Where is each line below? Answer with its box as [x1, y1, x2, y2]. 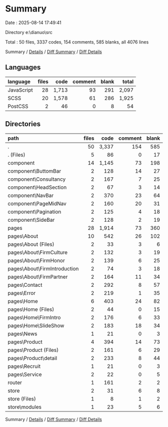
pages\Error [7, 289, 36, 296]
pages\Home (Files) [7, 306, 54, 313]
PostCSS [7, 103, 28, 110]
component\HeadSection [7, 184, 67, 191]
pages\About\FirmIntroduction [7, 265, 79, 272]
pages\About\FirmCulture [7, 249, 68, 256]
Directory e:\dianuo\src [5, 29, 52, 35]
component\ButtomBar [7, 167, 61, 174]
